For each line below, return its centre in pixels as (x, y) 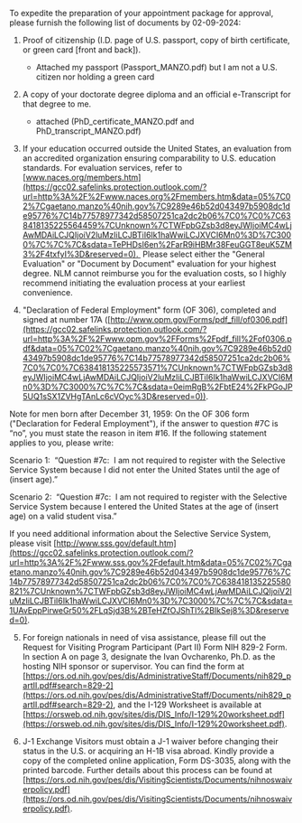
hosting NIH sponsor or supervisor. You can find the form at (133, 666)
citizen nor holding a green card (95, 77)
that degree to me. (57, 104)
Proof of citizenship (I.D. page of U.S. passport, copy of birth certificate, (156, 40)
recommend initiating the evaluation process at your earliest (134, 283)
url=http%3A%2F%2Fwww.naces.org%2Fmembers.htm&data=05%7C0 (156, 196)
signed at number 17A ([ (66, 319)
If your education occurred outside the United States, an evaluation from (157, 149)
